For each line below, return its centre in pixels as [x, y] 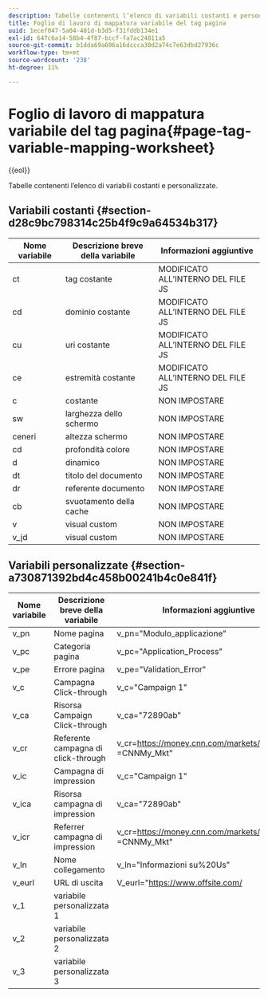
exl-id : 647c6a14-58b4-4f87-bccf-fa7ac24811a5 [87, 38]
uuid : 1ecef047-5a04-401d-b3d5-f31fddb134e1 [83, 30]
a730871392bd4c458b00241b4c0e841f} [113, 578]
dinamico [83, 462]
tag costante [89, 278]
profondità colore [97, 449]
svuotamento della [100, 501]
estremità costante [100, 377]
